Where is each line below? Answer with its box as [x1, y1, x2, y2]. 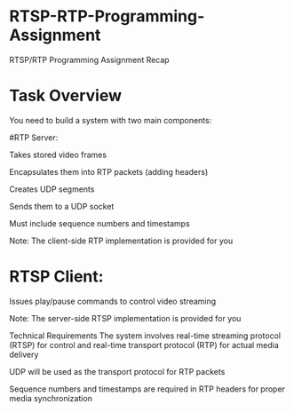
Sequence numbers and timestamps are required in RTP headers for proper [9, 384, 286, 394]
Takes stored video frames [9, 149, 107, 160]
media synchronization [9, 392, 93, 403]
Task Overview [9, 86, 123, 106]
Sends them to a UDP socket [9, 201, 115, 211]
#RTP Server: [9, 131, 59, 143]
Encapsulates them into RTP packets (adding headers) [9, 166, 209, 177]
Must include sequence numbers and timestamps [9, 218, 191, 228]
